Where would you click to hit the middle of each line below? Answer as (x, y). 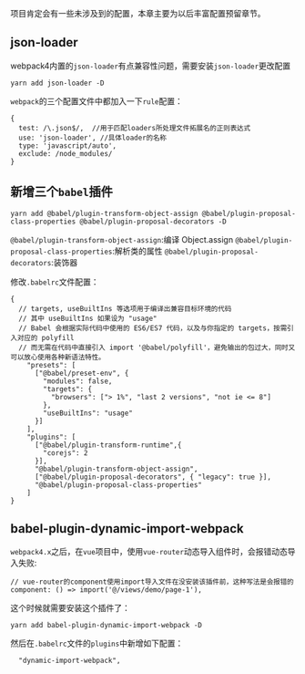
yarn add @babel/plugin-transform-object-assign (104, 213)
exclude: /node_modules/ (66, 153)
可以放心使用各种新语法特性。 (58, 357)
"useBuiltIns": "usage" (88, 413)
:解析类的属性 (137, 251)
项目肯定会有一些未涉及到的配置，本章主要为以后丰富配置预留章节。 (138, 13)
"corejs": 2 (66, 453)
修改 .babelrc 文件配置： (55, 282)
